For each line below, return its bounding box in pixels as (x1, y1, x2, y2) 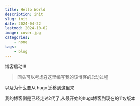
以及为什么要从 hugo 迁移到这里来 (5, 84, 75, 90)
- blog (14, 49, 28, 54)
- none (14, 40, 28, 45)
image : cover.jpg (5, 30, 41, 35)
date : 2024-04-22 (5, 21, 41, 26)
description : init (5, 12, 43, 17)
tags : (5, 44, 16, 49)
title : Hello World (5, 7, 46, 12)
